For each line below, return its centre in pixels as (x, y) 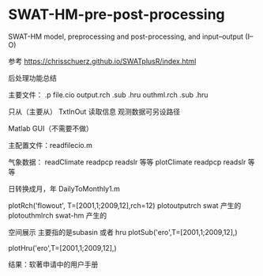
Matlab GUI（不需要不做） (51, 128)
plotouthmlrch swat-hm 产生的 (58, 215)
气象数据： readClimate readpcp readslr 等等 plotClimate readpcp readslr (127, 162)
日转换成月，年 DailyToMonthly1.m (64, 188)
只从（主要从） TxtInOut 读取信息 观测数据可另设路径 (94, 112)
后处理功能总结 (32, 78)
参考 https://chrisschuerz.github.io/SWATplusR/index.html (102, 61)
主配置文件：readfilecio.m (50, 145)
